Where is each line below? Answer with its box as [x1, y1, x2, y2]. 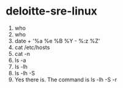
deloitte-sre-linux [6, 4, 97, 18]
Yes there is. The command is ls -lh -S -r [14, 76, 117, 83]
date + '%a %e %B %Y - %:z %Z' [14, 37, 100, 44]
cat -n [14, 50, 31, 57]
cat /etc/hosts [14, 44, 50, 51]
